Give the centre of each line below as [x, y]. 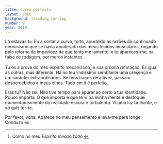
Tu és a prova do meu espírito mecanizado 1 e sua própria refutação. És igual [81, 67]
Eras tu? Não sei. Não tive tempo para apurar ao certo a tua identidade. [76, 92]
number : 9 [15, 23]
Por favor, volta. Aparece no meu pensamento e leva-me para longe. [73, 117]
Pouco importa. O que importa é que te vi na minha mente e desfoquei [75, 97]
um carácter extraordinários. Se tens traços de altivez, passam [68, 77]
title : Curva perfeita [28, 9]
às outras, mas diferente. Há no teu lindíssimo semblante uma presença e [78, 72]
